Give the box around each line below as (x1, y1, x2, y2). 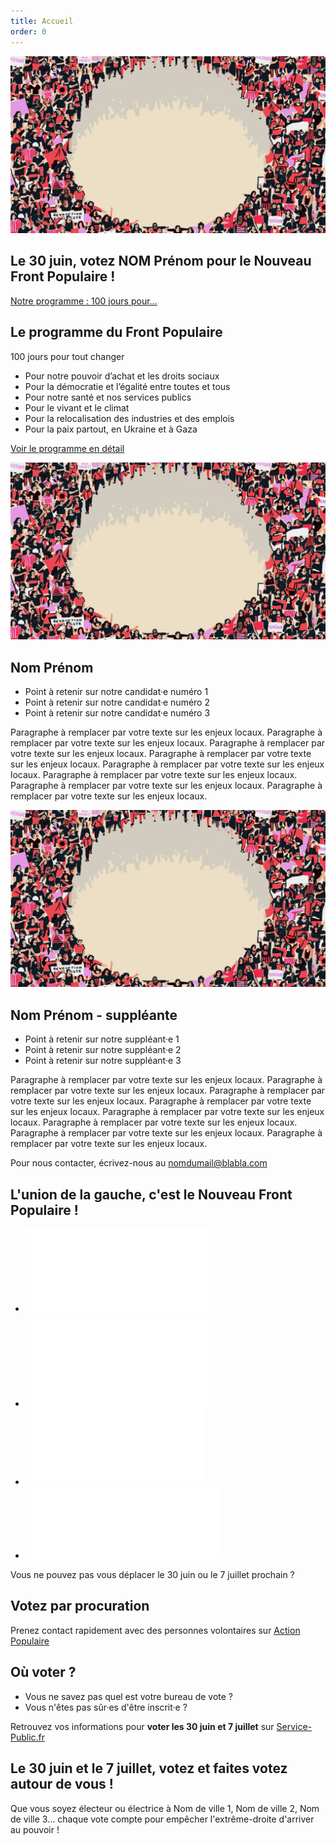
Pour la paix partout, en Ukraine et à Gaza (24, 423, 198, 435)
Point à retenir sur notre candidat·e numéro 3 (24, 706, 211, 719)
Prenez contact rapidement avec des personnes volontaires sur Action (10, 1624, 301, 1636)
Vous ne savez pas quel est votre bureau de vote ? (24, 1690, 234, 1702)
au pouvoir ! (10, 1823, 60, 1835)
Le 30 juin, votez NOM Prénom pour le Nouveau (10, 253, 312, 270)
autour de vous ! (10, 1776, 114, 1793)
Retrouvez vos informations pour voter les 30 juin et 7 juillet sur (10, 1720, 275, 1732)
